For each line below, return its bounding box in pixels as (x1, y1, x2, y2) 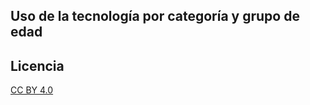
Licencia (10, 57, 65, 74)
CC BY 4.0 (10, 84, 54, 96)
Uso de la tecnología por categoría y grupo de (10, 8, 300, 25)
